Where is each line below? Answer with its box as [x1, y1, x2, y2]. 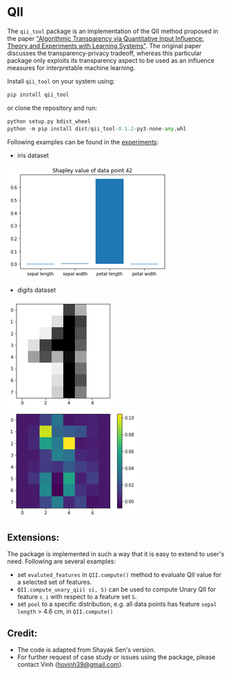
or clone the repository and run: [7, 104, 98, 112]
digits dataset [17, 286, 57, 294]
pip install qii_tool [7, 91, 70, 98]
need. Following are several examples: [7, 557, 116, 566]
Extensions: [7, 531, 60, 543]
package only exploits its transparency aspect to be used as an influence [7, 56, 215, 64]
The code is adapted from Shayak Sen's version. [17, 646, 156, 654]
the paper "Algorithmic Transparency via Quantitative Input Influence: [7, 34, 205, 42]
